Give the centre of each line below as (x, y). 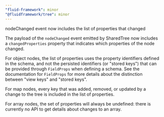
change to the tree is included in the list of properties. (60, 94)
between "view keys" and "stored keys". (46, 79)
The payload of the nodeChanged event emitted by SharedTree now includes (82, 38)
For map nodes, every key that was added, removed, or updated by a (76, 89)
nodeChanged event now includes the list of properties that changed (75, 28)
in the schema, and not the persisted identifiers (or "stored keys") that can (81, 63)
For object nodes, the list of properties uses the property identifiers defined (82, 58)
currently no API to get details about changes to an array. (63, 109)
